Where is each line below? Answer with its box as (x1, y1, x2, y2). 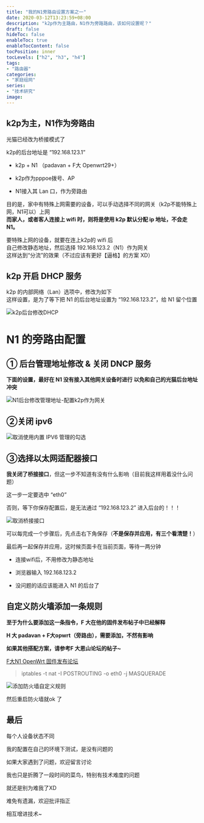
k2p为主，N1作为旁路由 (6, 118, 95, 129)
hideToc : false (6, 32, 45, 38)
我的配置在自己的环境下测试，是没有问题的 (6, 745, 113, 752)
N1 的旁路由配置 (6, 332, 86, 347)
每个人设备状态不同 (6, 732, 55, 739)
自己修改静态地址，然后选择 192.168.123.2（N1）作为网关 (6, 243, 149, 251)
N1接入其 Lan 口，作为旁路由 (15, 187, 87, 195)
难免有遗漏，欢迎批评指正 (6, 797, 71, 804)
